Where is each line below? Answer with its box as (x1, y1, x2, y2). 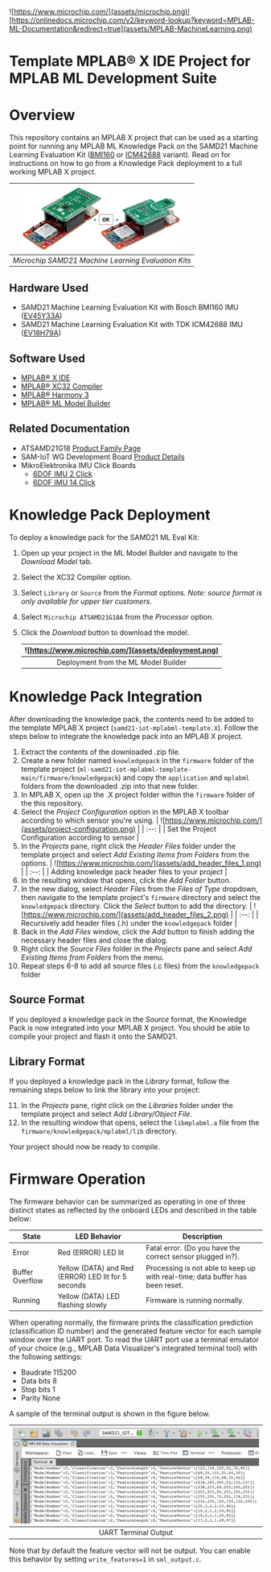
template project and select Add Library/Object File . (20, 1109, 192, 1118)
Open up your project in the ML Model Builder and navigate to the (20, 548, 238, 558)
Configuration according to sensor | (20, 832, 140, 842)
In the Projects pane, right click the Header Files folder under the (20, 841, 236, 851)
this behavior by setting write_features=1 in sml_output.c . (9, 1554, 202, 1564)
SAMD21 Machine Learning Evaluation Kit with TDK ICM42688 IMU (20, 320, 244, 330)
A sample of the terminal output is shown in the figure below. (9, 1409, 211, 1419)
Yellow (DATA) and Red (57, 1263, 134, 1272)
